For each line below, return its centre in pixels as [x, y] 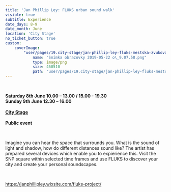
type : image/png [50, 62]
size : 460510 [46, 67]
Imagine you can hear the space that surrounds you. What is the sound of [82, 143]
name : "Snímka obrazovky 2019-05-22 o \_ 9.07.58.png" [89, 57]
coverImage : [27, 48]
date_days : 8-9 [21, 24]
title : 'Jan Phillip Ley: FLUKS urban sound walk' [60, 10]
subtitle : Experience [28, 19]
